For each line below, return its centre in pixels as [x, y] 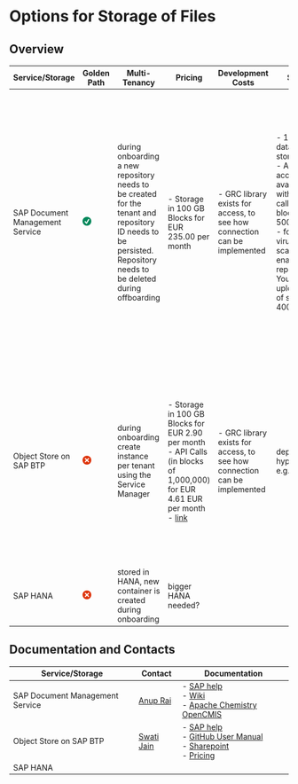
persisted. [135, 251]
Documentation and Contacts [92, 650]
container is [138, 591]
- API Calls [188, 451]
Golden [96, 73]
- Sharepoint [205, 746]
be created [137, 194]
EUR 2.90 [185, 433]
